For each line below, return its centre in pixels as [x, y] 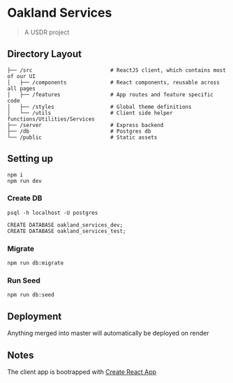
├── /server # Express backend [85, 125]
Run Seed [24, 280]
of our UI [22, 76]
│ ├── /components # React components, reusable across [113, 82]
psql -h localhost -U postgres [53, 213]
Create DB [25, 198]
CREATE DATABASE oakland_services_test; [67, 231]
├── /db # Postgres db [79, 131]
